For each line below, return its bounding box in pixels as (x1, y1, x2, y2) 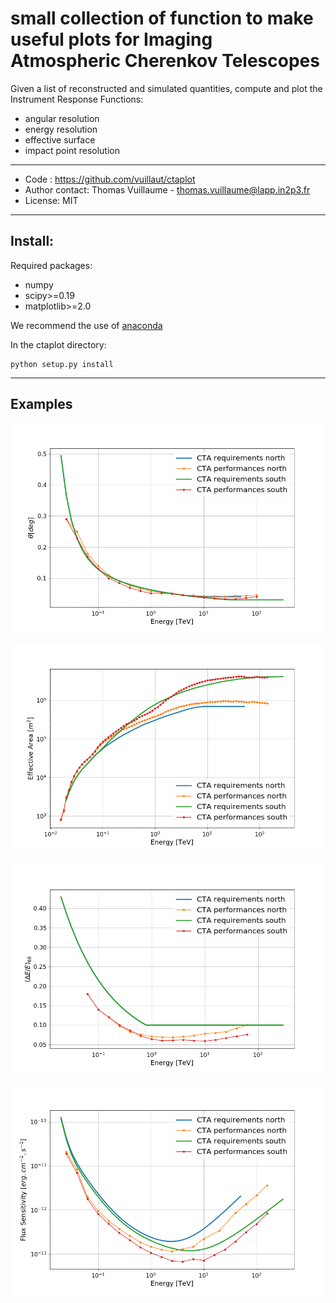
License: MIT (24, 194, 79, 206)
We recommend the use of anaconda (10, 319, 163, 331)
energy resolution (24, 123, 98, 135)
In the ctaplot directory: (10, 338, 107, 351)
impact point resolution (24, 144, 120, 156)
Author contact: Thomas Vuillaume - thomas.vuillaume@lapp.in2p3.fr (24, 183, 311, 196)
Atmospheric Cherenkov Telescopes (10, 50, 320, 72)
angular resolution (24, 112, 100, 124)
